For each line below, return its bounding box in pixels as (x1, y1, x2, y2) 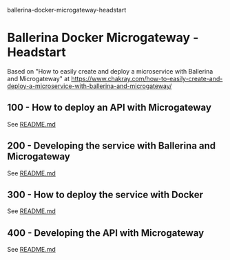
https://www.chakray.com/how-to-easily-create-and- (71, 74, 223, 83)
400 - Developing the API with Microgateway (7, 227, 205, 239)
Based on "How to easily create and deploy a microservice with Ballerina (7, 67, 213, 75)
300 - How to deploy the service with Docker (7, 188, 203, 200)
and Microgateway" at (7, 74, 70, 83)
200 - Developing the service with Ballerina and (7, 140, 216, 152)
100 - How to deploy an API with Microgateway (7, 102, 212, 113)
